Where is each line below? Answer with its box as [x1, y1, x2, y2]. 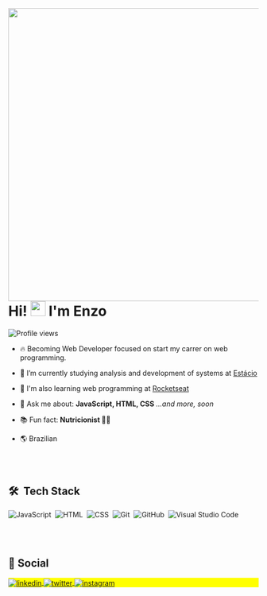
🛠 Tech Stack [8, 485, 81, 498]
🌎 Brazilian [19, 433, 58, 443]
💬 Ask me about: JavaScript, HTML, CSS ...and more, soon [19, 399, 215, 408]
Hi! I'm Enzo [8, 302, 107, 320]
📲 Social [8, 556, 49, 570]
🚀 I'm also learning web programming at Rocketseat [19, 383, 189, 393]
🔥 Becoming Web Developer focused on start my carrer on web [19, 343, 228, 353]
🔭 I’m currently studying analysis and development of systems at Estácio [19, 368, 257, 377]
